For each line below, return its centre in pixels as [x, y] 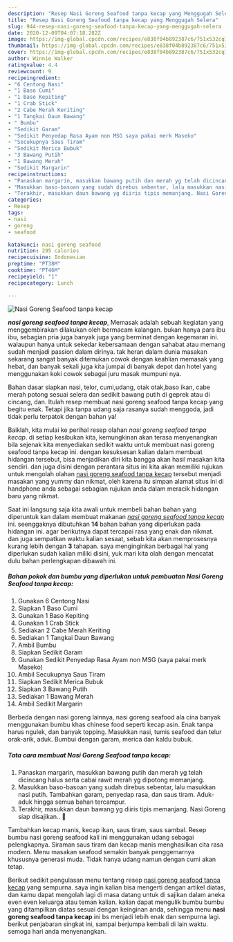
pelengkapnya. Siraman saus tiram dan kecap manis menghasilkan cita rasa [116, 845]
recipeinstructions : [38, 174]
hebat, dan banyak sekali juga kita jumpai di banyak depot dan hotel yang [112, 366]
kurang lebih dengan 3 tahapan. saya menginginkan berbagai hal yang [108, 546]
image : [17, 39]
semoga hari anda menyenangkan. [57, 932]
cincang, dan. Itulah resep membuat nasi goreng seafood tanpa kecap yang [115, 402]
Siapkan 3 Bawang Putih [53, 689]
